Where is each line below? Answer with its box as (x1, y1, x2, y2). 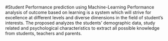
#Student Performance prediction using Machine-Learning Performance (5, 4, 154, 10)
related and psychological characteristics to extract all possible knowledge (5, 25, 159, 31)
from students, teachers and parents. (5, 31, 82, 36)
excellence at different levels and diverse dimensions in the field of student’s (5, 15, 163, 20)
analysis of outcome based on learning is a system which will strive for (5, 9, 151, 15)
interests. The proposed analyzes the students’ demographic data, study (5, 20, 155, 26)
